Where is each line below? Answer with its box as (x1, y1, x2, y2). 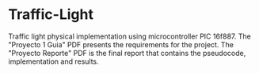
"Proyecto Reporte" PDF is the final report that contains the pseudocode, (8, 48, 246, 57)
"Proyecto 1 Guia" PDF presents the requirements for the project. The (8, 39, 234, 49)
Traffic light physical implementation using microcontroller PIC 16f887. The (8, 31, 251, 41)
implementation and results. (8, 57, 99, 66)
